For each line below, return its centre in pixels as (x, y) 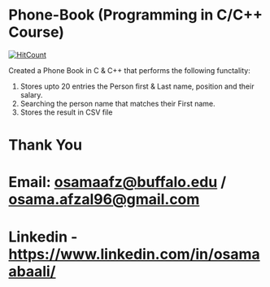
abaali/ (32, 271)
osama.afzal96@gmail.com (104, 200)
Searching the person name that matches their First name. (118, 103)
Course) (37, 32)
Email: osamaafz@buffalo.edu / (118, 183)
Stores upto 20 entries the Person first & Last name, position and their (137, 86)
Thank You (46, 145)
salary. (31, 94)
